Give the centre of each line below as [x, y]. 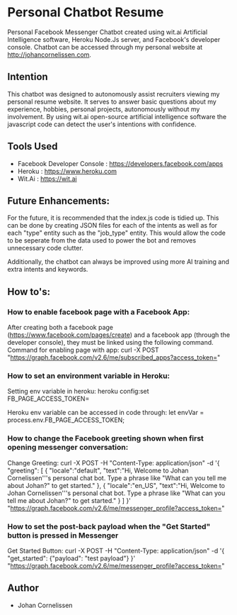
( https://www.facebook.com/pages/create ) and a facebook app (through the [119, 335]
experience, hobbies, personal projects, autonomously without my [104, 109]
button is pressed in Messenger [63, 535]
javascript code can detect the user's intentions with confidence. [102, 124]
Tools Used [33, 146]
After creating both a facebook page [60, 328]
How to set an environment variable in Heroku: [89, 375]
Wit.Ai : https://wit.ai [47, 179]
